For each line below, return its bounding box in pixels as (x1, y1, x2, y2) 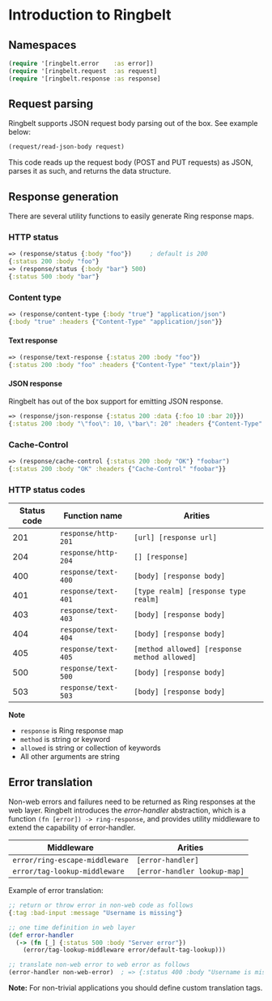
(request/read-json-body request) (8, 143, 125, 151)
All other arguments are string (19, 752, 120, 762)
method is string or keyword (19, 735, 111, 744)
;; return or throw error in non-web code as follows (8, 901, 194, 910)
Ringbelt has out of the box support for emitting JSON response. (8, 396, 223, 407)
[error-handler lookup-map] (136, 867, 244, 876)
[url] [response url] (134, 533, 217, 542)
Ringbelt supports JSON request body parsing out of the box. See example (8, 119, 258, 128)
